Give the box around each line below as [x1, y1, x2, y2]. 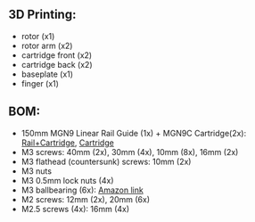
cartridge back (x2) [21, 59, 93, 70]
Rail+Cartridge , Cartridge [21, 137, 115, 148]
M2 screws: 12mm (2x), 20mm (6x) [21, 193, 151, 204]
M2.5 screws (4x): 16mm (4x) [21, 203, 130, 214]
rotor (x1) [21, 30, 55, 41]
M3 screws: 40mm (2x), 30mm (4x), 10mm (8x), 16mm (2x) [21, 146, 239, 157]
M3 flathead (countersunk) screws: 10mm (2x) [21, 156, 192, 167]
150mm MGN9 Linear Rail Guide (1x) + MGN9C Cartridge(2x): [21, 127, 247, 138]
